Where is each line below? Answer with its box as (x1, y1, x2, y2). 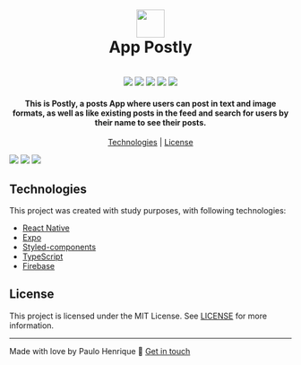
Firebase (21, 260, 56, 271)
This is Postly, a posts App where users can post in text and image (24, 98, 277, 109)
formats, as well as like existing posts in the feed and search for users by (12, 108, 289, 118)
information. (9, 319, 55, 331)
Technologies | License (107, 137, 194, 148)
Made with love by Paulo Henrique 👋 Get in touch (9, 345, 191, 356)
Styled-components (21, 241, 97, 252)
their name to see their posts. (94, 117, 207, 127)
